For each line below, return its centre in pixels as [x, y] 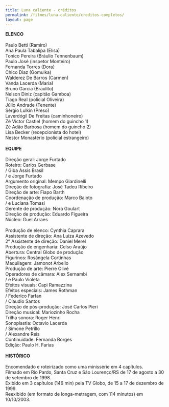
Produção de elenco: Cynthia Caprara [45, 230]
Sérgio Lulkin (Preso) [27, 110]
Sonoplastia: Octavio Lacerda [36, 323]
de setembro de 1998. [28, 378]
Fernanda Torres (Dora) [30, 67]
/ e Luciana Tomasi [25, 203]
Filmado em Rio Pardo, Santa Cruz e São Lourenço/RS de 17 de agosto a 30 [85, 372]
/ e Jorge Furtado [24, 176]
